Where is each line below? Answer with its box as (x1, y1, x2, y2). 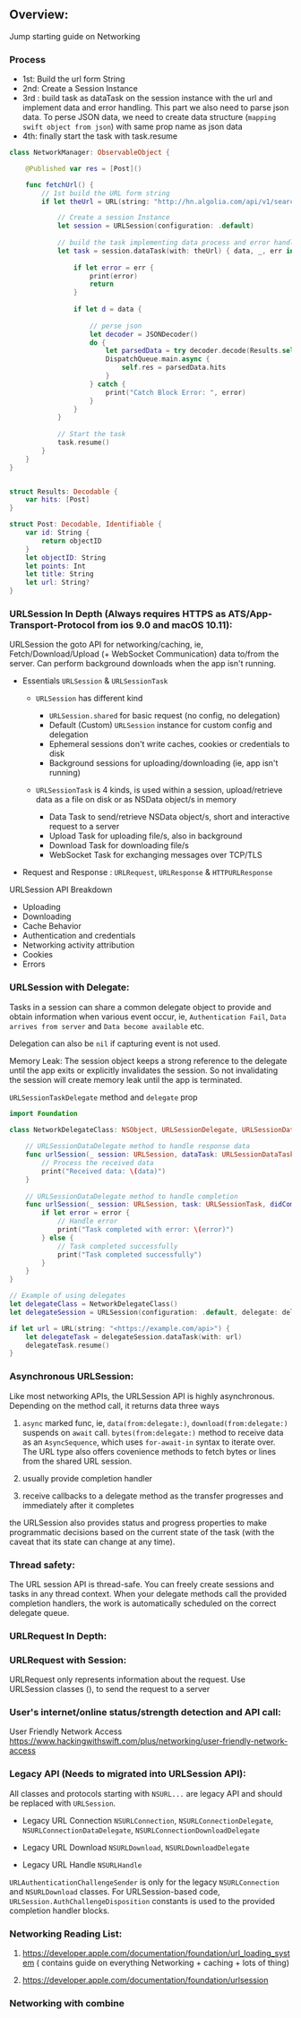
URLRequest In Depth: (9, 1629, 107, 1642)
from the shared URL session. (21, 1456, 133, 1466)
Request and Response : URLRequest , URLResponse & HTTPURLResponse (21, 867, 273, 878)
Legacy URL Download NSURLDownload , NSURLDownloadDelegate (21, 1842, 250, 1852)
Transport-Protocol (9, 619, 96, 631)
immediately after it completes (21, 1499, 134, 1510)
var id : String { (25, 528, 90, 537)
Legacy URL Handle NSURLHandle (21, 1859, 142, 1870)
